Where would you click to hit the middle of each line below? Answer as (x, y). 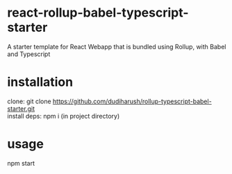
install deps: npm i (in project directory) (64, 116)
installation (40, 82)
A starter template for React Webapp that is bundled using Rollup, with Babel (117, 46)
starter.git (21, 108)
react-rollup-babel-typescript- (98, 13)
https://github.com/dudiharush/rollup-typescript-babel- (132, 101)
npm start (21, 163)
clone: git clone (29, 101)
